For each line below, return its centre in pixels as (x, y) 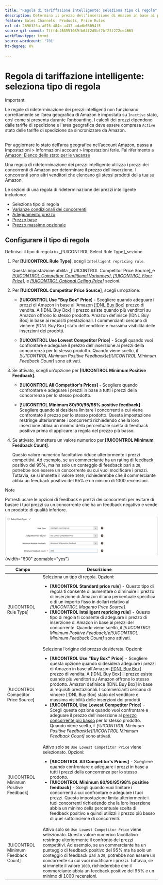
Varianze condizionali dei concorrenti (49, 209)
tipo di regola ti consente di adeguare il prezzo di (98, 617)
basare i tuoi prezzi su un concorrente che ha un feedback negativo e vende (81, 505)
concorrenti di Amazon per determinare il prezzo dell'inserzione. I (71, 169)
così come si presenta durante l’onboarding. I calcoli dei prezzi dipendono (79, 120)
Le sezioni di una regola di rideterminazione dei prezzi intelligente (71, 189)
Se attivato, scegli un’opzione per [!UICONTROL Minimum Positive (79, 371)
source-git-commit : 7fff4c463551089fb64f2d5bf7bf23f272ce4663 (69, 31)
